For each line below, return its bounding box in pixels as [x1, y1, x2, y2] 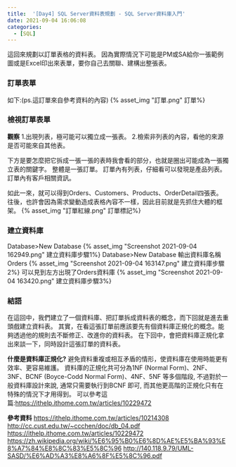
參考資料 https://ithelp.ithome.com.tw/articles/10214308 [7, 413, 170, 423]
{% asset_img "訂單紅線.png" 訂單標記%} [20, 206, 142, 215]
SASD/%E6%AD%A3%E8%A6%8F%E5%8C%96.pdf [7, 452, 163, 460]
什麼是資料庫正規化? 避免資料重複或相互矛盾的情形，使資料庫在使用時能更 [7, 355, 222, 363]
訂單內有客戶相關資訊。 [7, 173, 75, 182]
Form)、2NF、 [169, 363, 211, 372]
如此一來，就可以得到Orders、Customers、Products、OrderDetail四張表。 [7, 188, 223, 197]
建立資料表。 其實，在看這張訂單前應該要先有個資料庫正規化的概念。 [19, 322, 218, 331]
